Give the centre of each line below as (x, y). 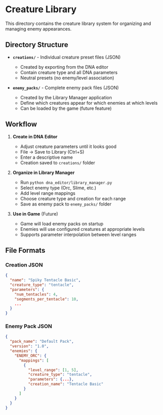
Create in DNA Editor (35, 136)
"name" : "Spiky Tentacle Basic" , (45, 280)
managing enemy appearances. (38, 28)
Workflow (21, 124)
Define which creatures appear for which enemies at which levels (89, 103)
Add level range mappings (48, 193)
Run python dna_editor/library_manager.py (66, 182)
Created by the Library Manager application (66, 97)
